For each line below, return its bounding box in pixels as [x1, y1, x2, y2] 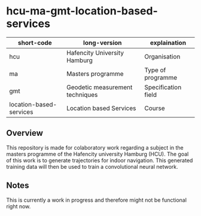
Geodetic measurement [66, 83, 133, 91]
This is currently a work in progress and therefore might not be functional [6, 196, 187, 203]
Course [144, 104, 166, 112]
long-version [83, 38, 122, 47]
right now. [6, 202, 31, 210]
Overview [6, 128, 44, 138]
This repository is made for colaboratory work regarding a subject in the [6, 144, 184, 151]
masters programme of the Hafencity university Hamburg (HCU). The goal [6, 150, 189, 157]
